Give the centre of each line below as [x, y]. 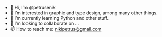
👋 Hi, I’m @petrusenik [33, 8]
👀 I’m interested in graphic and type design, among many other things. [84, 13]
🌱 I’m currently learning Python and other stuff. [59, 18]
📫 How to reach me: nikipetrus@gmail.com [56, 29]
